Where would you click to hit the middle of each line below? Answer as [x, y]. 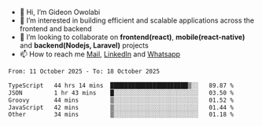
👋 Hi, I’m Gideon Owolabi [60, 12]
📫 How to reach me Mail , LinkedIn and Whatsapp [100, 54]
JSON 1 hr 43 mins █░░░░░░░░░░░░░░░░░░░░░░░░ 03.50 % [121, 93]
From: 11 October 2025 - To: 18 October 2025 [84, 71]
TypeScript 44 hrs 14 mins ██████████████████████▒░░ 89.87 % [121, 85]
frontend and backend [55, 29]
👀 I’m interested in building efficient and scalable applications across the [137, 20]
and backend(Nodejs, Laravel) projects [84, 45]
